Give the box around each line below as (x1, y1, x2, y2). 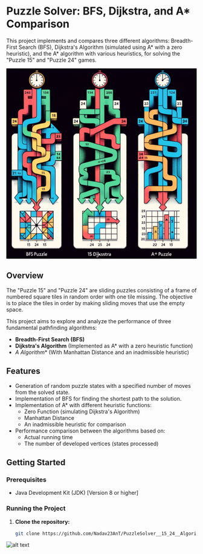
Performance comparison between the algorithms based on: (14, 427, 166, 434)
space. (6, 306, 24, 313)
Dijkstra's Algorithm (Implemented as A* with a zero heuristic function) (14, 342, 193, 349)
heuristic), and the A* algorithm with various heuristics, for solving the (6, 50, 181, 57)
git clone (14, 530, 40, 536)
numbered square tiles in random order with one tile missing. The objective (6, 293, 193, 300)
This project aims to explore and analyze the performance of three (6, 317, 172, 324)
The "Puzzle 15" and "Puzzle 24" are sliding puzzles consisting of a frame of (6, 286, 198, 294)
